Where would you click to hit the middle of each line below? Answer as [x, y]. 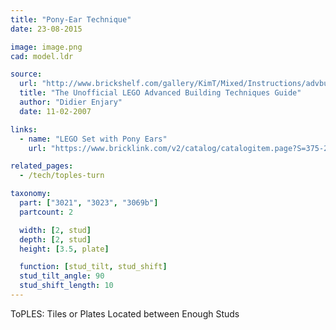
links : [24, 129]
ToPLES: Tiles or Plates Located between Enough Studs [125, 313]
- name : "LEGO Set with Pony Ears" [93, 139]
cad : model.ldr [42, 56]
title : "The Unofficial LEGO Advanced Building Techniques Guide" [160, 93]
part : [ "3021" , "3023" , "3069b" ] [89, 203]
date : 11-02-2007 [55, 111]
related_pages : [42, 166]
